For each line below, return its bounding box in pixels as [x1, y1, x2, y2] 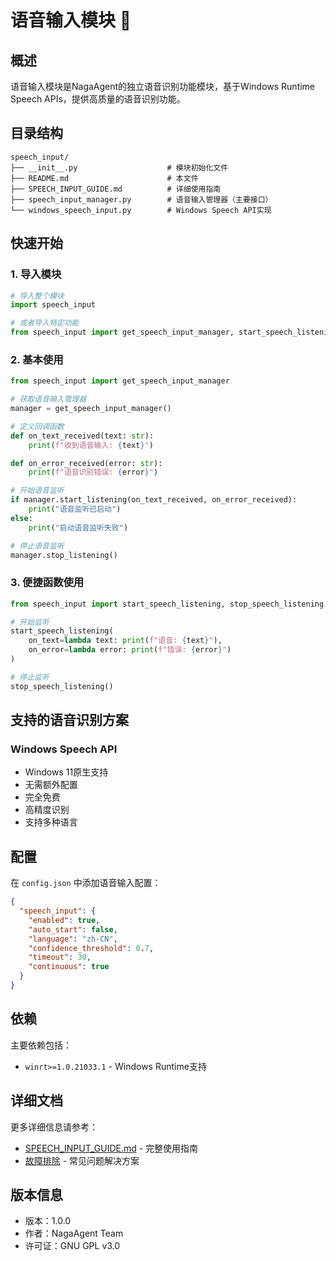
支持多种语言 [24, 816, 78, 828]
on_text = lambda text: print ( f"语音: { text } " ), [28, 636, 223, 646]
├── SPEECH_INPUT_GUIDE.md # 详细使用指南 [10, 184, 222, 194]
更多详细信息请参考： [10, 1121, 98, 1133]
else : [10, 513, 33, 523]
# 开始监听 [10, 617, 50, 627]
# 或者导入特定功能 [10, 318, 80, 328]
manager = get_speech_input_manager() [10, 404, 172, 414]
